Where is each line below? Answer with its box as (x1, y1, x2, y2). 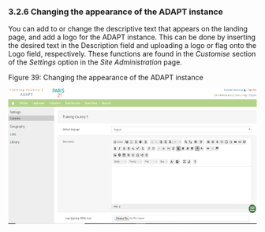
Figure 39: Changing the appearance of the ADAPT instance (8, 73, 203, 83)
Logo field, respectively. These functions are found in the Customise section (8, 50, 256, 59)
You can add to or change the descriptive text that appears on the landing (8, 24, 248, 34)
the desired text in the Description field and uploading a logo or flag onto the (8, 41, 257, 50)
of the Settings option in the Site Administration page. (8, 57, 183, 67)
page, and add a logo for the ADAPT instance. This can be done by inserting (8, 32, 256, 42)
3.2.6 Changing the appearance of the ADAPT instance (8, 6, 223, 17)
